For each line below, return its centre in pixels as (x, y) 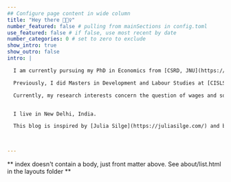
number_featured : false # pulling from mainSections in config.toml (107, 26)
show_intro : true (32, 45)
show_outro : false (33, 52)
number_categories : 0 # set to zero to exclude (77, 39)
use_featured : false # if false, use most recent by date (92, 33)
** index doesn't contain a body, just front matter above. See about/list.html (114, 164)
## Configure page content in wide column (69, 13)
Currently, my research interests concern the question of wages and (115, 95)
